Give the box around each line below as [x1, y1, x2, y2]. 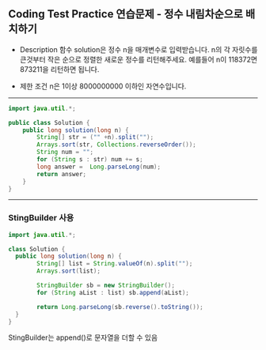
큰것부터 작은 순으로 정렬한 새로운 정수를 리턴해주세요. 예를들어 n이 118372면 [19, 55, 258, 64]
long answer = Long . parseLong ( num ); [36, 163, 161, 171]
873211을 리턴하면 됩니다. [19, 64, 100, 73]
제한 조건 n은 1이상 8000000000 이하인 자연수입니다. [19, 81, 187, 91]
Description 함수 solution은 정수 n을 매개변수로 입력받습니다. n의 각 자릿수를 [19, 44, 258, 54]
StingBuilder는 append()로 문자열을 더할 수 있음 [8, 333, 158, 342]
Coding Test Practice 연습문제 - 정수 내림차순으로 [8, 7, 244, 21]
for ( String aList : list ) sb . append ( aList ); [36, 288, 190, 296]
